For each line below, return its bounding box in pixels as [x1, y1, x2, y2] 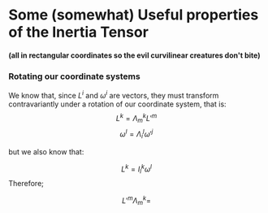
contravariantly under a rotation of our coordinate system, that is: [8, 99, 227, 109]
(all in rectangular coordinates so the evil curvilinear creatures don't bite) [8, 50, 261, 60]
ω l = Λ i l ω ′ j [119, 128, 153, 141]
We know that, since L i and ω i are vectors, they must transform [8, 89, 219, 100]
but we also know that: [8, 146, 84, 156]
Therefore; [8, 179, 45, 189]
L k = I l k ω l [120, 163, 153, 176]
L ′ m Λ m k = [121, 194, 152, 207]
